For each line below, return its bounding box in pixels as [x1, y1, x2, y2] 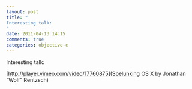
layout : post [6, 8, 39, 15]
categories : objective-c [6, 42, 68, 48]
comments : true [6, 36, 44, 42]
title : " [6, 14, 28, 20]
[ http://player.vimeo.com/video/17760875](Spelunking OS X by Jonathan [6, 70, 186, 77]
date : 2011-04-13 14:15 [6, 31, 66, 37]
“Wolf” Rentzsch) [6, 76, 49, 84]
